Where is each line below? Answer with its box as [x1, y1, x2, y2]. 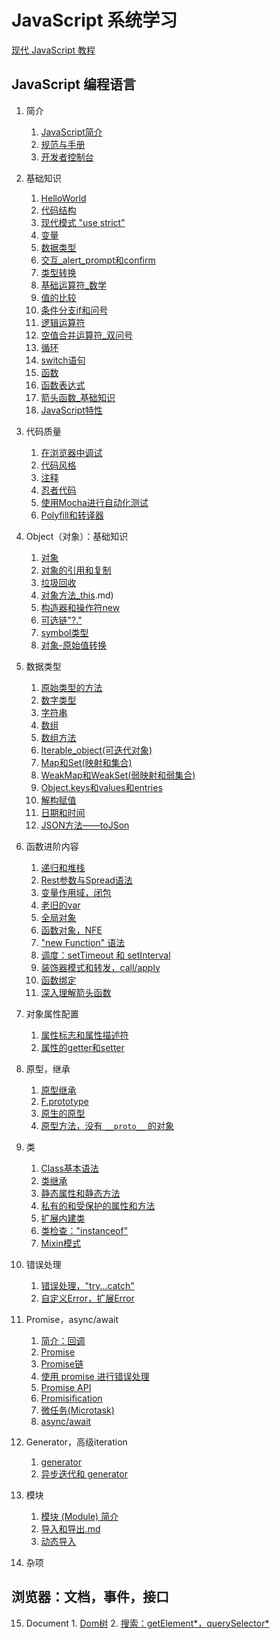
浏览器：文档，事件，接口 [11, 1589, 169, 1606]
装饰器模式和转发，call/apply [40, 961, 161, 973]
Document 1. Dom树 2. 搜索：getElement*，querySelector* [25, 1617, 270, 1629]
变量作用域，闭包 [40, 886, 112, 898]
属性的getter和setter [40, 1041, 125, 1053]
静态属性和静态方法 [40, 1187, 121, 1199]
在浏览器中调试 [40, 446, 103, 458]
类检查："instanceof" [40, 1224, 129, 1236]
